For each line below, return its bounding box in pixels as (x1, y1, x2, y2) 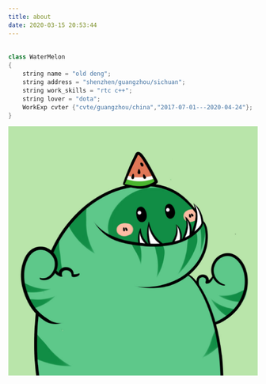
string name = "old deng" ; (22, 70, 112, 78)
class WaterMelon (8, 53, 66, 61)
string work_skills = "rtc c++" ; (22, 86, 133, 94)
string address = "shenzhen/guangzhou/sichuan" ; (22, 78, 186, 86)
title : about (8, 13, 51, 21)
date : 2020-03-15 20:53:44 (8, 21, 97, 29)
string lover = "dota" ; (22, 95, 101, 103)
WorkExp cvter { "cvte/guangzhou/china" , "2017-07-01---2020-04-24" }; (22, 103, 253, 111)
